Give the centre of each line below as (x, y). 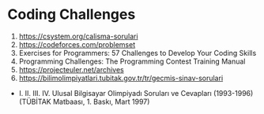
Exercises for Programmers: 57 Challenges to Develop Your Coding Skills (138, 53)
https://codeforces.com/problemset (77, 44)
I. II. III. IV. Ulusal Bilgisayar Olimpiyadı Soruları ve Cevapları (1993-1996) (136, 93)
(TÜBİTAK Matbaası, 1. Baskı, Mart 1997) (84, 101)
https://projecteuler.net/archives (71, 69)
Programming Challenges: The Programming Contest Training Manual (132, 61)
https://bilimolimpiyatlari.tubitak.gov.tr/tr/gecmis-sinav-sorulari (121, 78)
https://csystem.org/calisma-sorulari (79, 36)
